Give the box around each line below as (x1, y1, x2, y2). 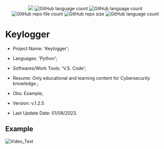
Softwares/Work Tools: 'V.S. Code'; (12, 65, 86, 71)
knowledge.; (12, 80, 39, 86)
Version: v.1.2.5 (12, 100, 45, 106)
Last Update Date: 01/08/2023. (12, 110, 78, 116)
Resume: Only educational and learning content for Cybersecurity (12, 75, 150, 81)
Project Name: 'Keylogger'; (12, 45, 70, 51)
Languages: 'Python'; (12, 55, 57, 61)
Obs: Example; (12, 90, 43, 96)
